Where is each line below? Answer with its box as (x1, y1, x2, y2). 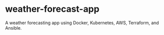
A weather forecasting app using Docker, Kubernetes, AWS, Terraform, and (5, 20, 159, 26)
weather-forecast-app (5, 3, 99, 15)
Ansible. (5, 25, 22, 31)
